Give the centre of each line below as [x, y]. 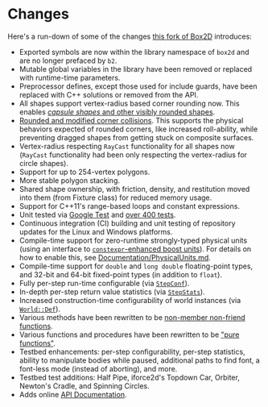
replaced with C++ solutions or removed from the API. [109, 94]
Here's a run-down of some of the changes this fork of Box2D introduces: [130, 36]
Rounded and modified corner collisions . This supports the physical [131, 120]
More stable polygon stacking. [70, 180]
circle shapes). [44, 163]
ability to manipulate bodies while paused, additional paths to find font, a [140, 360]
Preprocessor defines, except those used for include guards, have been [138, 86]
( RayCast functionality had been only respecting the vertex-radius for [133, 155]
